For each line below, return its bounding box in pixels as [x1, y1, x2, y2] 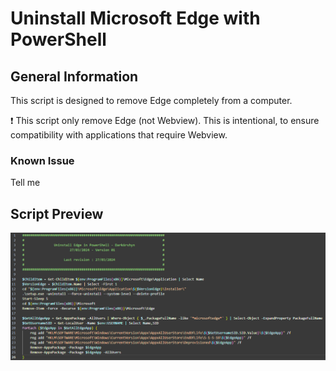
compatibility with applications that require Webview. [10, 129, 228, 141]
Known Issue [10, 153, 75, 167]
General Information [10, 68, 139, 85]
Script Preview [10, 205, 104, 222]
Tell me [10, 177, 41, 189]
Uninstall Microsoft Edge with [10, 7, 261, 30]
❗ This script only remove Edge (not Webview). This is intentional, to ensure [10, 115, 320, 126]
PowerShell [10, 28, 107, 51]
